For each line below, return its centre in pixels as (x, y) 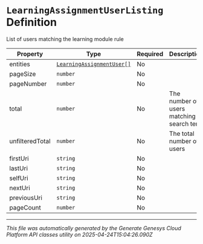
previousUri (26, 197)
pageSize (23, 74)
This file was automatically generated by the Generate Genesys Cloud (94, 228)
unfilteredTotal (30, 141)
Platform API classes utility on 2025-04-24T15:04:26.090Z (79, 234)
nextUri (20, 188)
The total (182, 133)
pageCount (25, 207)
